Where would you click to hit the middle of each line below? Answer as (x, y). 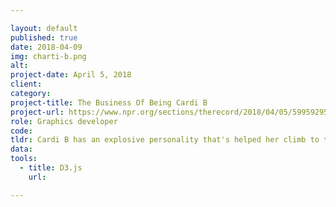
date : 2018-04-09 (46, 47)
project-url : (37, 112)
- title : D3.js (51, 168)
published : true (44, 37)
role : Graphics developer (64, 121)
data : (21, 149)
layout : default (44, 28)
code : (21, 131)
